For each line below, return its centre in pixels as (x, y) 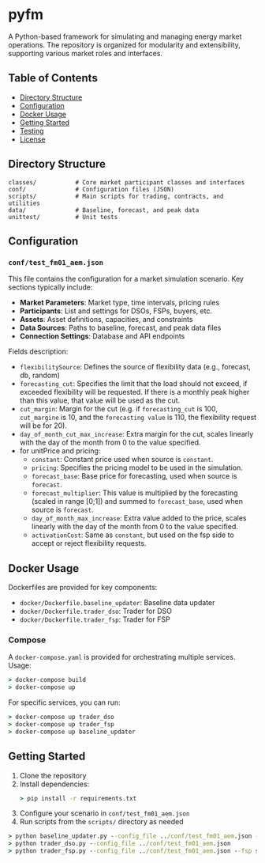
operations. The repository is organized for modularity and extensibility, (124, 44)
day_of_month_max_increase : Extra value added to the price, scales (139, 518)
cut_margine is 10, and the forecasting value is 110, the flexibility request (138, 418)
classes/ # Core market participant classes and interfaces (127, 182)
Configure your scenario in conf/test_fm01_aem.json (105, 813)
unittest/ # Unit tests (63, 217)
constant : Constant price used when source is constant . (122, 460)
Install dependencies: (54, 784)
